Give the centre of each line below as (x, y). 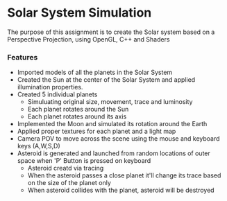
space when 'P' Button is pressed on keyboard (84, 161)
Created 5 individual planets (57, 94)
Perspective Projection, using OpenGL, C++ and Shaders (89, 39)
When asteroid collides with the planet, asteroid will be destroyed (121, 190)
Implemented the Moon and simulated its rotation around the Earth (112, 124)
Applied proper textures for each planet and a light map (96, 131)
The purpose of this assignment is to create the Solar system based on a (111, 32)
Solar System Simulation (79, 13)
